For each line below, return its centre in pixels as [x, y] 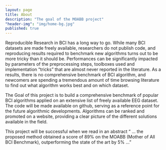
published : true [22, 29]
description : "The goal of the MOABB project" [54, 19]
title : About [19, 15]
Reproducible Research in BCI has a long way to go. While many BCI [75, 43]
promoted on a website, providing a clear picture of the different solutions [81, 116]
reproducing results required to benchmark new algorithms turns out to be [82, 54]
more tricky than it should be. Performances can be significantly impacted [81, 59]
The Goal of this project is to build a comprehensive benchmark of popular [82, 95]
